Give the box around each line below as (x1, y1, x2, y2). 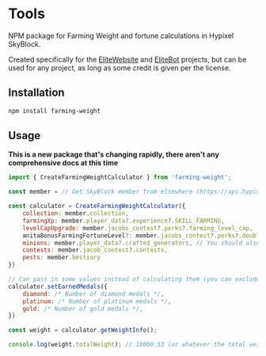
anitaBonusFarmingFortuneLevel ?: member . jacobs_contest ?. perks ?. (22, 231, 243, 240)
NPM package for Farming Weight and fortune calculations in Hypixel (8, 31, 234, 40)
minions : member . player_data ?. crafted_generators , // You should (22, 239, 243, 247)
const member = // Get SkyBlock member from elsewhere (8, 187, 193, 196)
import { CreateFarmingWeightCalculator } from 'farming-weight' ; (8, 173, 232, 182)
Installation (8, 86, 65, 100)
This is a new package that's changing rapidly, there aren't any (8, 150, 219, 159)
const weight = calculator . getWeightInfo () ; (8, 326, 158, 335)
